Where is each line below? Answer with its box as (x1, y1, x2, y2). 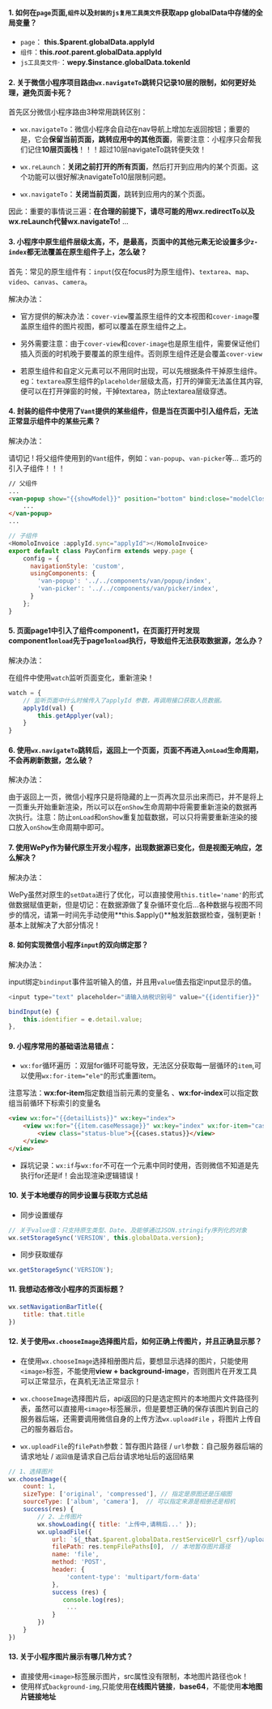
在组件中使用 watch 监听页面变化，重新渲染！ (8, 672, 155, 682)
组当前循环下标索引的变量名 (8, 1098, 101, 1108)
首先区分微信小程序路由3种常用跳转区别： (8, 107, 148, 117)
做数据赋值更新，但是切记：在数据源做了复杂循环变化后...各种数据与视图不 (8, 900, 257, 909)
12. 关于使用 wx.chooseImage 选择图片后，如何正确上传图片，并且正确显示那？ (8, 1337, 262, 1346)
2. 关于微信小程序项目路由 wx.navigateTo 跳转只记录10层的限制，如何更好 (8, 77, 249, 87)
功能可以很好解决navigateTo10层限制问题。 (27, 172, 171, 182)
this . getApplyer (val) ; (37, 711, 114, 719)
